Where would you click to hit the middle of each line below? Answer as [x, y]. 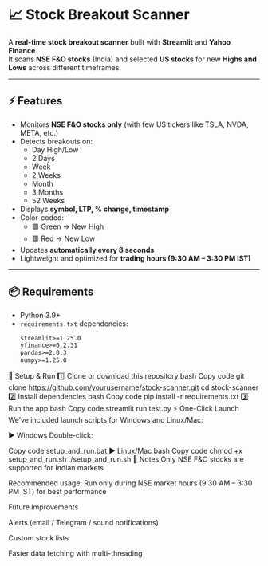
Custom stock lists [39, 538]
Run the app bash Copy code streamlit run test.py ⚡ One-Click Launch [124, 409]
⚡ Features [35, 101]
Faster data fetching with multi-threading [75, 553]
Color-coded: [42, 217]
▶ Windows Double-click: [51, 435]
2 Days [43, 158]
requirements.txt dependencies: [74, 324]
